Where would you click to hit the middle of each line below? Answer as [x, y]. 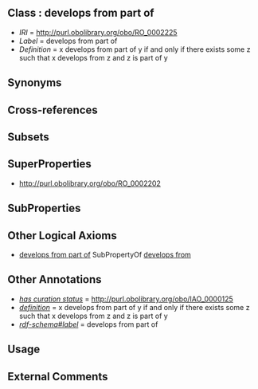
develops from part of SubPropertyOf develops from [105, 255]
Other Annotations [55, 279]
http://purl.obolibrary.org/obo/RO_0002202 [90, 183]
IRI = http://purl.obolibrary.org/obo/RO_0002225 [98, 32]
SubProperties [44, 208]
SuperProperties [50, 164]
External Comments [58, 377]
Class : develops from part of [81, 13]
